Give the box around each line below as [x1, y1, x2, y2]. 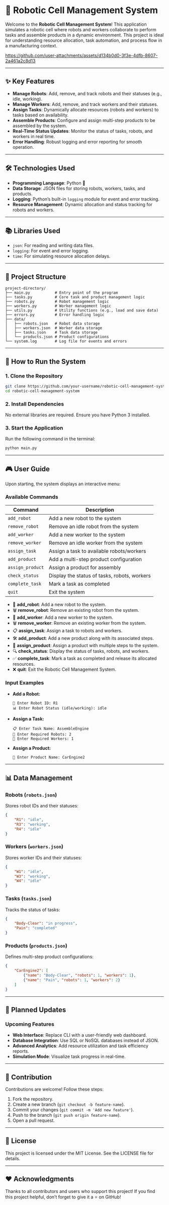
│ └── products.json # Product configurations [5, 335, 109, 340]
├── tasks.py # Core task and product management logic [5, 295, 145, 300]
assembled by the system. [12, 122, 67, 129]
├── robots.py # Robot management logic [5, 299, 109, 304]
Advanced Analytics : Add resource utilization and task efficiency [12, 1043, 148, 1049]
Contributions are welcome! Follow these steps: [5, 1086, 104, 1093]
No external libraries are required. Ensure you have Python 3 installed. [5, 412, 150, 418]
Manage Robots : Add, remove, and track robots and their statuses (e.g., [12, 90, 162, 96]
